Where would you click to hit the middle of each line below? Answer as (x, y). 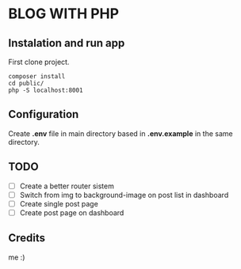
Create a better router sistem (67, 186)
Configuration (44, 114)
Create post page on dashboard (72, 212)
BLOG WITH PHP (64, 14)
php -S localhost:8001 (46, 90)
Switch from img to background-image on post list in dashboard (124, 195)
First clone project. (39, 62)
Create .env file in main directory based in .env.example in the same (120, 133)
